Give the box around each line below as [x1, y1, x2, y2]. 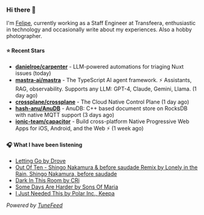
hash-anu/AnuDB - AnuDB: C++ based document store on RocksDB [15, 104, 188, 112]
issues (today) [15, 69, 51, 77]
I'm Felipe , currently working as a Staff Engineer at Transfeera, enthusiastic [6, 20, 196, 27]
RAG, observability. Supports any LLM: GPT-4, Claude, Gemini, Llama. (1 [15, 85, 197, 92]
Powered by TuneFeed [6, 202, 63, 209]
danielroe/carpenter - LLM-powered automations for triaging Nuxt [15, 62, 184, 70]
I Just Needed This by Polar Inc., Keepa [15, 189, 115, 197]
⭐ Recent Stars [6, 47, 45, 54]
